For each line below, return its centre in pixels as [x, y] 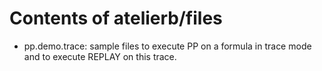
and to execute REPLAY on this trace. [100, 56]
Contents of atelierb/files [116, 18]
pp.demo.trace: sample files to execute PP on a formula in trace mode [167, 46]
